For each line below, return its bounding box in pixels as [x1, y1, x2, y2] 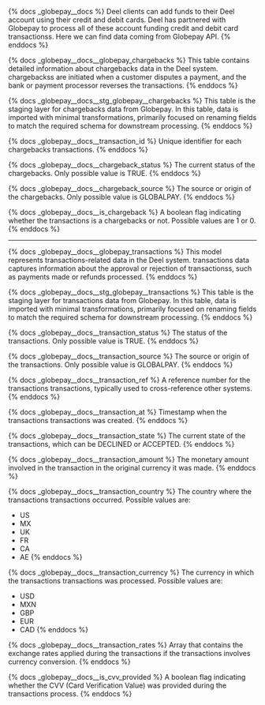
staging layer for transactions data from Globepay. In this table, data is [8, 296, 237, 305]
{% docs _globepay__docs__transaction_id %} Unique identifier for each [8, 137, 242, 145]
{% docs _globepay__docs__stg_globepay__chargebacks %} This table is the [8, 96, 256, 105]
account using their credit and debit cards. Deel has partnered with [8, 15, 226, 24]
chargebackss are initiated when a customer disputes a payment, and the [8, 73, 247, 81]
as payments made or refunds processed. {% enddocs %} [8, 272, 198, 281]
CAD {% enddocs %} [19, 625, 89, 634]
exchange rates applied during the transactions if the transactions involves [8, 649, 251, 658]
